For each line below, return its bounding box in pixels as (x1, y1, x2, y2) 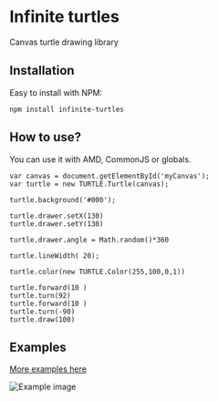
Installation (9, 63, 75, 78)
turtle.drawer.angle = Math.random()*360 (9, 235, 170, 244)
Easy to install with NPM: (9, 87, 103, 98)
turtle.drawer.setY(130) (9, 219, 104, 229)
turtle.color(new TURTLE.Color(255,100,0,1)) (9, 267, 185, 276)
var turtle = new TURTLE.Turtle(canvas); (9, 180, 170, 189)
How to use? (9, 129, 82, 145)
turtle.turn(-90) (9, 307, 76, 316)
